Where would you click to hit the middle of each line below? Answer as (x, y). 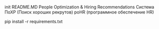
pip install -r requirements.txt (34, 22)
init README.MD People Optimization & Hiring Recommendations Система (79, 7)
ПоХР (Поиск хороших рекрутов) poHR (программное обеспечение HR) (79, 12)
